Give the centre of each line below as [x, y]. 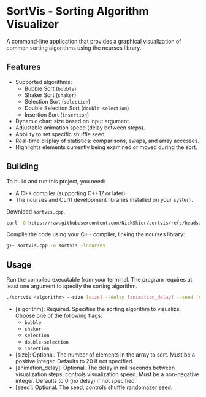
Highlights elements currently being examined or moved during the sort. [106, 147]
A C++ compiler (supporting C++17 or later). [71, 193]
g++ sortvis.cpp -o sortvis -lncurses [56, 246]
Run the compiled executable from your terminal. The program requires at [99, 280]
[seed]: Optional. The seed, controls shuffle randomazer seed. [94, 387]
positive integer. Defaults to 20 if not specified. [74, 361]
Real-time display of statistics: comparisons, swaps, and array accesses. [107, 141]
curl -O [16, 223]
